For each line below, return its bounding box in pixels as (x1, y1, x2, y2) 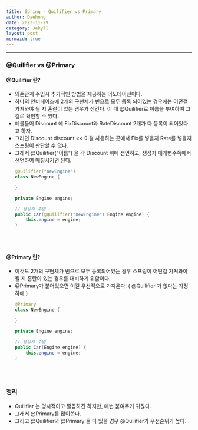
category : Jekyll (6, 25, 49, 31)
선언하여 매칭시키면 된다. (14, 157, 72, 164)
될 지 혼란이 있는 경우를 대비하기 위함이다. (14, 275, 111, 282)
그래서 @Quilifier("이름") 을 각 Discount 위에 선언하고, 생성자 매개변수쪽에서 (14, 150, 192, 157)
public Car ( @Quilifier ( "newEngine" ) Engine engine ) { (14, 211, 150, 217)
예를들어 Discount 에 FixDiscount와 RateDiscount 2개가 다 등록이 (14, 120, 168, 127)
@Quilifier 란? (6, 76, 41, 83)
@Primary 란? (6, 253, 41, 260)
